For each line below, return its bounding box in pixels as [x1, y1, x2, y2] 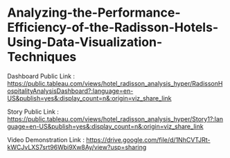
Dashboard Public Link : [7, 71, 75, 80]
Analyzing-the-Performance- [7, 5, 182, 21]
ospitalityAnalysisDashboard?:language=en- [7, 87, 134, 95]
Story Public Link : [7, 107, 59, 116]
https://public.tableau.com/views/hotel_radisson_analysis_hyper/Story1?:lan [7, 114, 224, 123]
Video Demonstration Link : [7, 135, 85, 143]
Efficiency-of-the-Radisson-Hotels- [7, 19, 219, 35]
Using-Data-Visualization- [7, 35, 163, 50]
